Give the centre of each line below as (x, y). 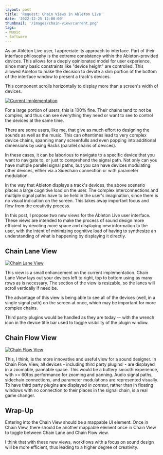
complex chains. (21, 308)
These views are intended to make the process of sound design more (75, 220)
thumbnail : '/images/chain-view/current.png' (52, 23)
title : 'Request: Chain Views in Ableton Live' (54, 14)
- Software (16, 37)
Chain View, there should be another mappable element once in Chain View (81, 428)
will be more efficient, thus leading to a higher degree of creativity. (72, 447)
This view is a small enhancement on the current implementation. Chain (77, 272)
